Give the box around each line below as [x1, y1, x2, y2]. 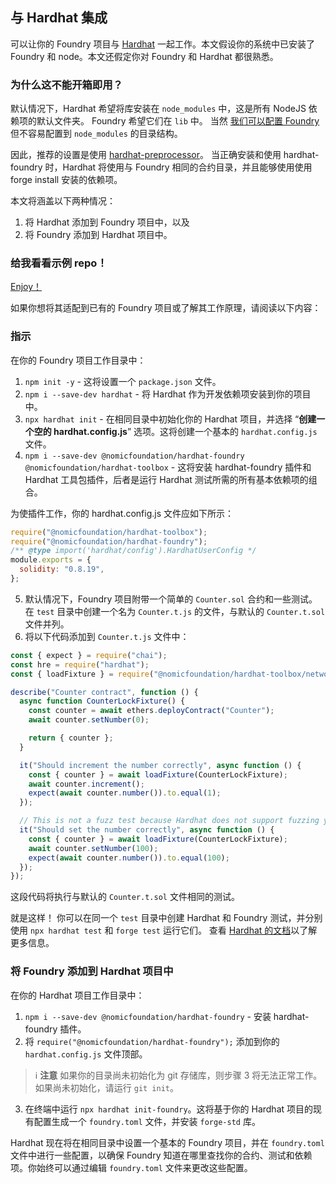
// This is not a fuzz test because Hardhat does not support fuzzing [19, 816, 320, 826]
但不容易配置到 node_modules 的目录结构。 [10, 128, 183, 140]
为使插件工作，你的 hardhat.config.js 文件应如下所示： [10, 507, 235, 519]
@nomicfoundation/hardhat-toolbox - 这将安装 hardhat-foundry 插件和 [24, 461, 312, 473]
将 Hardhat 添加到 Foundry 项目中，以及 [24, 216, 190, 228]
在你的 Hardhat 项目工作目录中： [10, 989, 145, 1001]
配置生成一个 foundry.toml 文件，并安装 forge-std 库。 [33, 1115, 261, 1127]
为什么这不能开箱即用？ [10, 78, 123, 92]
